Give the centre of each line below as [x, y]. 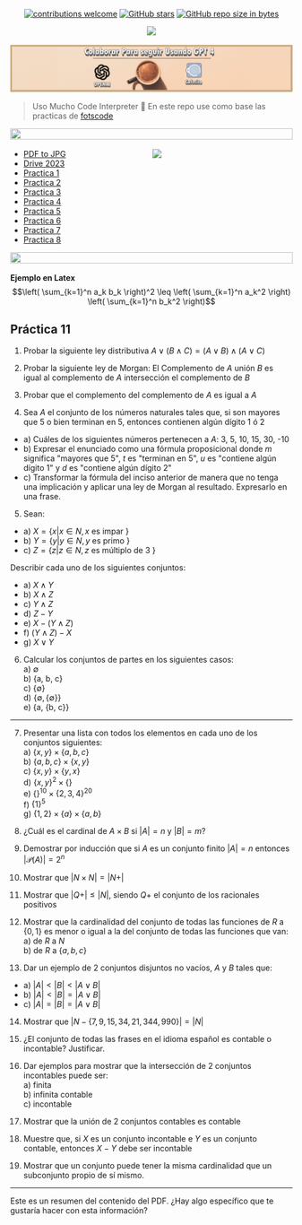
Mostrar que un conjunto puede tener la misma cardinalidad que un [147, 1166]
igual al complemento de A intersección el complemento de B [136, 378]
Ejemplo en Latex [43, 277]
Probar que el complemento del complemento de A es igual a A [140, 395]
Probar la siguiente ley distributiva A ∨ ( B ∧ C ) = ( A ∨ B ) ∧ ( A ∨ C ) [144, 351]
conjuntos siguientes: [63, 743]
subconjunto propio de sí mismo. [83, 1176]
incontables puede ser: [65, 1075]
